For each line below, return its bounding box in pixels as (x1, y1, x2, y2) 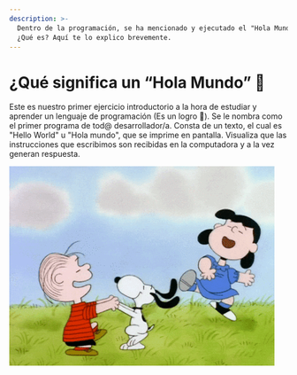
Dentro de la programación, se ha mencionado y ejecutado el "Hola (17, 23, 271, 33)
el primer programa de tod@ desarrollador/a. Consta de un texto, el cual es (9, 121, 283, 131)
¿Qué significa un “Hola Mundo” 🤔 (9, 72, 265, 92)
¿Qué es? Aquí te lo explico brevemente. (17, 33, 172, 42)
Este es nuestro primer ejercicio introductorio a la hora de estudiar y (9, 102, 257, 113)
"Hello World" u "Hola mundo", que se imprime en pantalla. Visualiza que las (9, 129, 287, 141)
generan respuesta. (9, 149, 81, 160)
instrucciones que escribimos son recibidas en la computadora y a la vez (9, 139, 275, 150)
